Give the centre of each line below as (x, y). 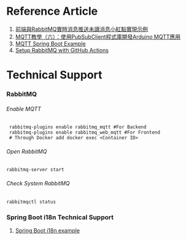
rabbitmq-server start (35, 170)
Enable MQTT (24, 109)
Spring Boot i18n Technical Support (60, 217)
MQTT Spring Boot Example (50, 44)
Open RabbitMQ (27, 151)
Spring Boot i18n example (48, 230)
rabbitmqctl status (31, 202)
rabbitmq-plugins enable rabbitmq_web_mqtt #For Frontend (85, 133)
